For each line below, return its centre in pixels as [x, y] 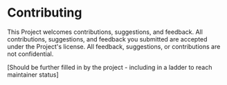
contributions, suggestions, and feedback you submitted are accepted [107, 39]
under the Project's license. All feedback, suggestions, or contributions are [114, 46]
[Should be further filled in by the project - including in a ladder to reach [110, 67]
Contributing [45, 13]
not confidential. [30, 54]
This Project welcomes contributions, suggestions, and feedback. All [105, 32]
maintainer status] [33, 75]
